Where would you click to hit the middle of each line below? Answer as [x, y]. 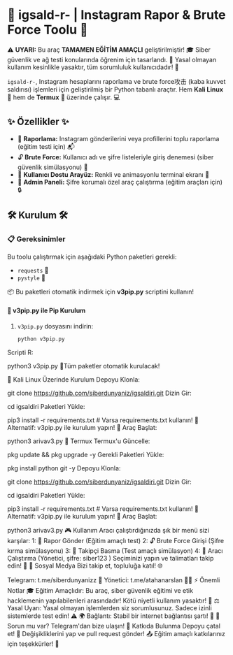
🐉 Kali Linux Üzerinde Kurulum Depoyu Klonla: [73, 379]
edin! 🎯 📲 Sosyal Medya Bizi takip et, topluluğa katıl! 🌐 [85, 566]
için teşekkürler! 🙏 [33, 644]
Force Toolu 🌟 [48, 30]
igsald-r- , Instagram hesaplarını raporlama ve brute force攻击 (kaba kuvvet [116, 81]
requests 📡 [33, 271]
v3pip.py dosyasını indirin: [55, 326]
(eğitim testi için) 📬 [46, 146]
